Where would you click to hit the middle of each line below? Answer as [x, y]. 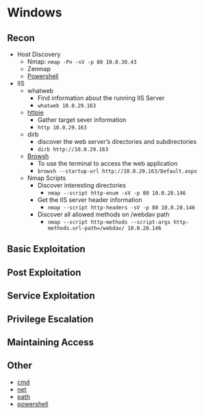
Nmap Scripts [47, 178]
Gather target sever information [82, 120]
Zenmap [39, 69]
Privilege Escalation [50, 319]
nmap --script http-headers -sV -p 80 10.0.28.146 [121, 207]
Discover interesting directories [82, 185]
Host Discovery [39, 54]
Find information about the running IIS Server [101, 98]
